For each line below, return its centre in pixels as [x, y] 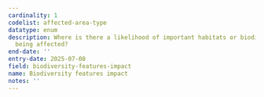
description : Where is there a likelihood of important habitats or [123, 37]
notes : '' [24, 81]
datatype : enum [33, 30]
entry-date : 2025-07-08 [47, 59]
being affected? [42, 45]
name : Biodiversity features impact [68, 74]
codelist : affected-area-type [58, 23]
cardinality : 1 [33, 15]
